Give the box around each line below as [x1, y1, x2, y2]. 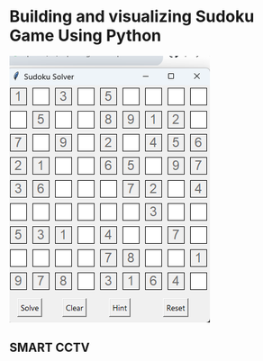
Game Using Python [9, 25, 162, 46]
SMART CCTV [9, 340, 90, 356]
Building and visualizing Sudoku [9, 6, 255, 27]
